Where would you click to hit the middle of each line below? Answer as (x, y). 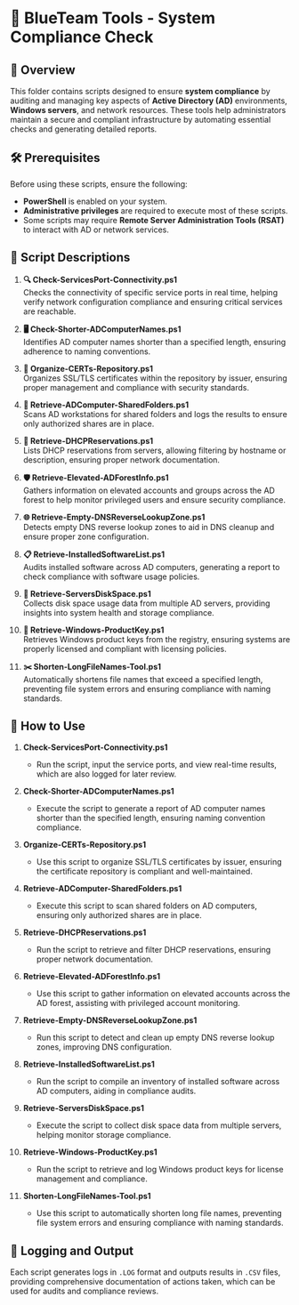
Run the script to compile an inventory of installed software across (158, 1082)
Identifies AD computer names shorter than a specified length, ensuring (154, 342)
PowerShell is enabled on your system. (95, 201)
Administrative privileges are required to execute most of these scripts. (155, 210)
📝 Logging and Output (72, 1250)
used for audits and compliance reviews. (85, 1291)
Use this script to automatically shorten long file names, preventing (159, 1213)
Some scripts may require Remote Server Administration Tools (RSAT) (154, 220)
